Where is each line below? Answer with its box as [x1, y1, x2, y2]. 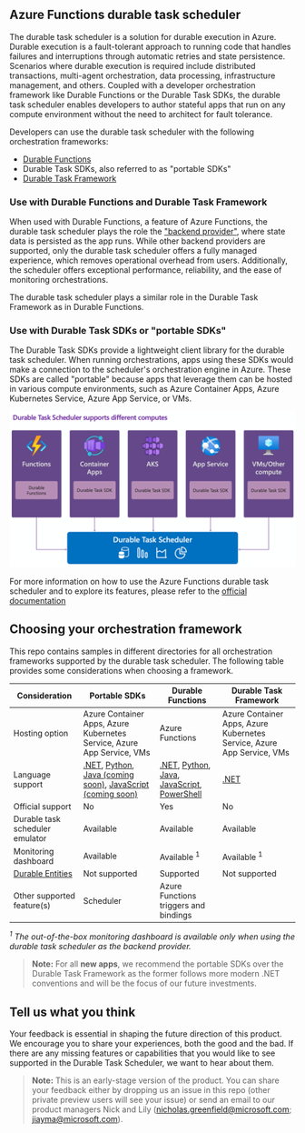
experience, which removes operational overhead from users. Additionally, [9, 255, 289, 266]
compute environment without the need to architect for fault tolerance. [9, 108, 273, 119]
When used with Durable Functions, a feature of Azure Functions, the [9, 216, 268, 227]
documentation [9, 596, 66, 607]
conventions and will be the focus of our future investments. [31, 978, 257, 989]
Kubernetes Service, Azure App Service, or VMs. [9, 393, 192, 404]
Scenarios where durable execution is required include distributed [9, 60, 256, 71]
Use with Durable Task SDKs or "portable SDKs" [9, 325, 227, 337]
